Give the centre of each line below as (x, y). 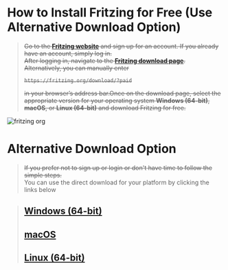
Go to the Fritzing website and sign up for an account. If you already (121, 46)
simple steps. (43, 175)
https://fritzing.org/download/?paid (78, 80)
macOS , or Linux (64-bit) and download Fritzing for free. (105, 108)
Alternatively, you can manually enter (76, 68)
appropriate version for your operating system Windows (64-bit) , (117, 100)
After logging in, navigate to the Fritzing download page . (104, 60)
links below (40, 189)
